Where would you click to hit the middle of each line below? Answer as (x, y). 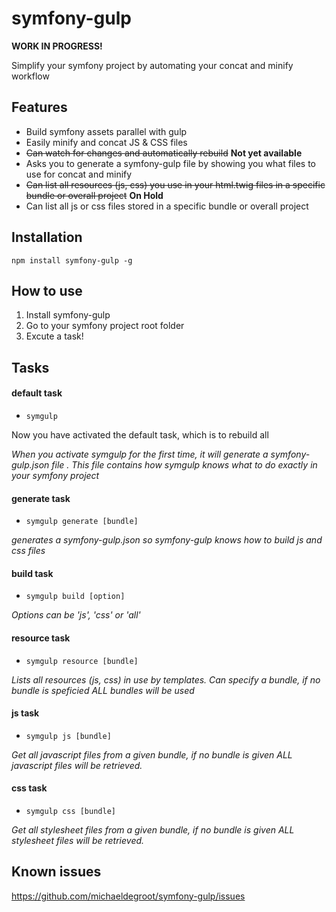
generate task (41, 498)
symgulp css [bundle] (70, 811)
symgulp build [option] (75, 597)
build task (32, 573)
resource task (41, 638)
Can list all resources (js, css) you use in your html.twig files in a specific (175, 184)
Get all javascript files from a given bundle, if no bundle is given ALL (152, 754)
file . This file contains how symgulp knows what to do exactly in (184, 464)
